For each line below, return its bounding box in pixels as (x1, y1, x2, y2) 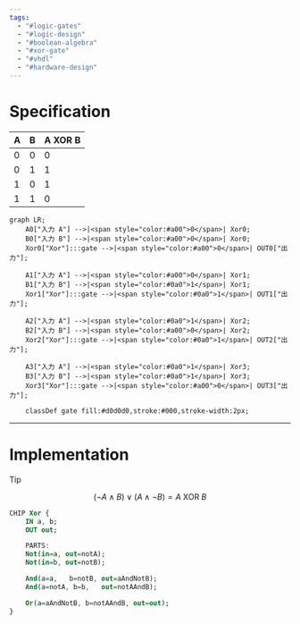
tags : (9, 13, 29, 22)
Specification (9, 102, 112, 122)
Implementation (9, 444, 129, 465)
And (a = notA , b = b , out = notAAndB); (25, 582, 158, 591)
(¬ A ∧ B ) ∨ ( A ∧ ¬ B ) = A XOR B (93, 491, 207, 502)
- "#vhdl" (17, 55, 54, 63)
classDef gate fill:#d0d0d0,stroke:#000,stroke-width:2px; (25, 406, 250, 416)
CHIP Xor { (9, 509, 50, 518)
